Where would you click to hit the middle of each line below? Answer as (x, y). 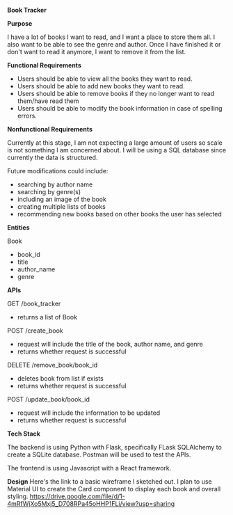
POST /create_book (35, 331)
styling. (18, 496)
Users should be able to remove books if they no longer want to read (115, 94)
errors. (27, 116)
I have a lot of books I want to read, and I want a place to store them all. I (111, 37)
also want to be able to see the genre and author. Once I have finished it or (114, 44)
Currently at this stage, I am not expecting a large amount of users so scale (115, 143)
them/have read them (48, 101)
